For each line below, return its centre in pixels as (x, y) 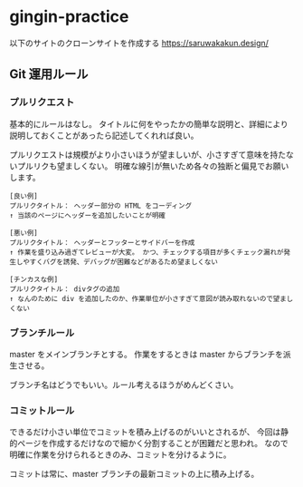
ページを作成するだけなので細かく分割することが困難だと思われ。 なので (153, 443)
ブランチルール (42, 333)
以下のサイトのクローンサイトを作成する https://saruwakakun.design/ (139, 43)
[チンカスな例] (34, 279)
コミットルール (42, 410)
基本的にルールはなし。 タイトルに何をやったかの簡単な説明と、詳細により (149, 123)
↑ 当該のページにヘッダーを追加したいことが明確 (87, 215)
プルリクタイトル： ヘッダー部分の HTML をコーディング (101, 206)
